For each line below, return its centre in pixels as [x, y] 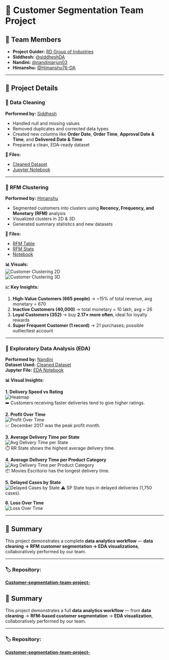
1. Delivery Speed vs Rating [34, 392]
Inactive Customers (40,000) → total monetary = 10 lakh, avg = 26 [82, 309]
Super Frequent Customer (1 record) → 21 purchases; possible [78, 325]
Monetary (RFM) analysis [39, 213]
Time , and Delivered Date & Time [47, 139]
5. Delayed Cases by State [33, 482]
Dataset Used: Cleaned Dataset [38, 365]
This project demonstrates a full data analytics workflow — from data [78, 611]
